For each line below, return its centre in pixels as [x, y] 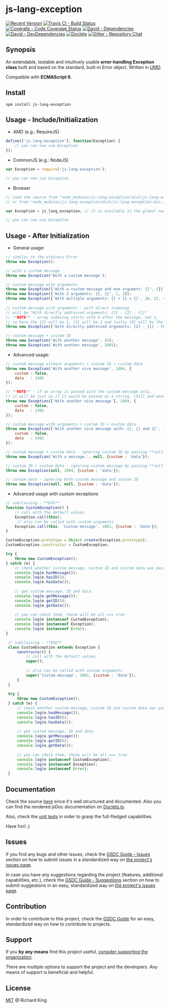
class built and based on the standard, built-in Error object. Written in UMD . [84, 67]
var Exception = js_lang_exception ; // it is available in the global [81, 211]
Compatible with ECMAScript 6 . [39, 77]
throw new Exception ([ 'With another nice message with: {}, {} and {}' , [83, 429]
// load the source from [32, 197]
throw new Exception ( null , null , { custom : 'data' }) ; [63, 484]
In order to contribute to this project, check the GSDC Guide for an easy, [80, 918]
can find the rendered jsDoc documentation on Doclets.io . [66, 807]
